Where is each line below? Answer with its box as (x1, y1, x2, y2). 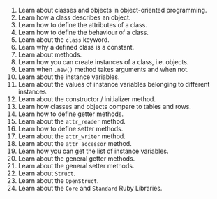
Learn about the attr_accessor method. (17, 140, 132, 147)
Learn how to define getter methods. (17, 110, 124, 118)
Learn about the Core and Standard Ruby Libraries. (17, 184, 163, 192)
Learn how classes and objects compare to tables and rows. (17, 103, 191, 110)
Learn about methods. (17, 50, 82, 59)
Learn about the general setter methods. (17, 162, 135, 170)
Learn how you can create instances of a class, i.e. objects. (17, 58, 189, 66)
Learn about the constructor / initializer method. (17, 95, 156, 103)
